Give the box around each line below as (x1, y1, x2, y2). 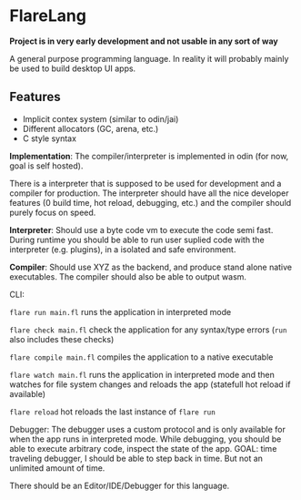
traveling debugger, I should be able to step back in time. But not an (9, 453, 264, 464)
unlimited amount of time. (9, 462, 105, 474)
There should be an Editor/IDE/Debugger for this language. (9, 480, 230, 491)
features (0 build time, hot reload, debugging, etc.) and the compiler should (9, 197, 292, 208)
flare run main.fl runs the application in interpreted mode (9, 306, 232, 317)
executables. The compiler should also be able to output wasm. (9, 270, 247, 282)
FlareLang (9, 5, 86, 26)
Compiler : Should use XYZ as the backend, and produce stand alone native (9, 261, 293, 272)
